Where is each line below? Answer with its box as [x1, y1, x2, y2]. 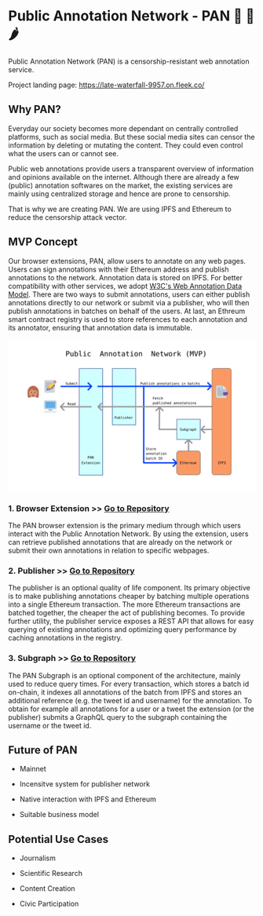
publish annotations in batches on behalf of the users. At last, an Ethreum [8, 306, 246, 316]
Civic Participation [19, 899, 79, 909]
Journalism [19, 853, 57, 863]
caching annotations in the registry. [8, 633, 123, 643]
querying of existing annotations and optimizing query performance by [8, 625, 237, 634]
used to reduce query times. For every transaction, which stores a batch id [8, 679, 250, 688]
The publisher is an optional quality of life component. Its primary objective [8, 583, 251, 593]
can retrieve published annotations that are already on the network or [8, 537, 233, 546]
